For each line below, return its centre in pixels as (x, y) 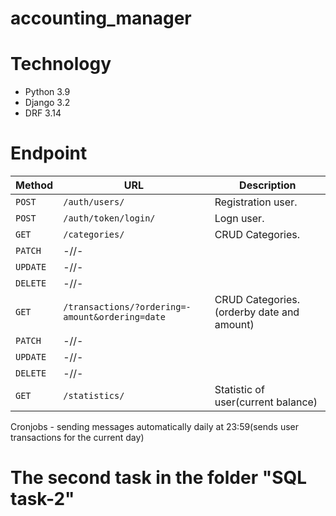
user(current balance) (266, 402)
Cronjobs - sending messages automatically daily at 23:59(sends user (155, 427)
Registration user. (256, 202)
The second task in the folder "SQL (159, 478)
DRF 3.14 (43, 113)
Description (268, 185)
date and (279, 312)
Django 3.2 (47, 103)
